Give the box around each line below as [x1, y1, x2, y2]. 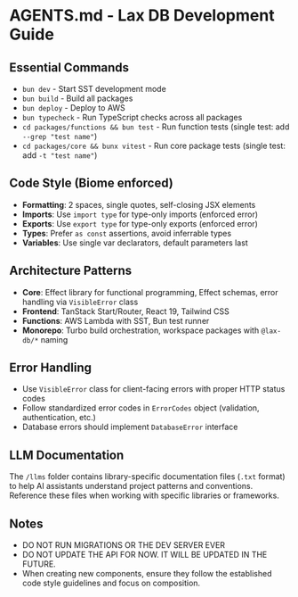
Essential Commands [9, 60, 130, 75]
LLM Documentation [9, 447, 125, 462]
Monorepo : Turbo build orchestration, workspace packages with [21, 325, 260, 336]
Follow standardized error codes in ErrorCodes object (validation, [21, 402, 260, 413]
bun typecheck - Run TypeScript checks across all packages [21, 112, 243, 122]
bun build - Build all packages [21, 93, 133, 104]
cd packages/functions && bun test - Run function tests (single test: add [21, 121, 290, 132]
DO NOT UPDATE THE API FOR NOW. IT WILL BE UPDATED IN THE [21, 550, 268, 560]
